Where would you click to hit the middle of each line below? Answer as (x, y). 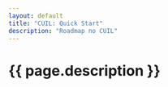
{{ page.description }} (84, 70)
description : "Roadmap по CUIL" (63, 31)
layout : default (36, 16)
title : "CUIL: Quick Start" (56, 23)
